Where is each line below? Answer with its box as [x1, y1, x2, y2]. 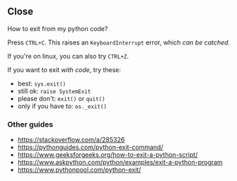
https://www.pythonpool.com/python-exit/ [17, 165, 141, 174]
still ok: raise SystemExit [17, 86, 91, 95]
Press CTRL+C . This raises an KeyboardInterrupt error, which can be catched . [7, 38, 231, 47]
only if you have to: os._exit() [17, 102, 108, 110]
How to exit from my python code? [7, 24, 108, 33]
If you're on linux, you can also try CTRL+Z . [7, 52, 129, 60]
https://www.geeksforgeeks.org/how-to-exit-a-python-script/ [17, 151, 198, 159]
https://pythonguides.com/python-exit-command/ [17, 143, 163, 151]
